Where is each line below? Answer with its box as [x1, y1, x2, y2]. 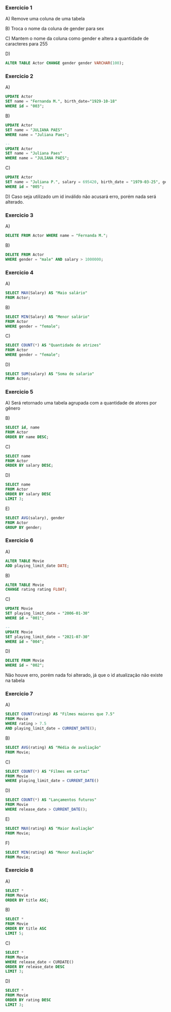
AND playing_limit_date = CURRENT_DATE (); [5, 726, 97, 731]
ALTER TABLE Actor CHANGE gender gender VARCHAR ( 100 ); [5, 61, 124, 66]
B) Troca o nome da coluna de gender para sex [5, 26, 104, 32]
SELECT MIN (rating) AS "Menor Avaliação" [5, 850, 95, 855]
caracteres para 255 [5, 41, 48, 47]
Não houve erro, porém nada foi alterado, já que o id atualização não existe [5, 672, 163, 678]
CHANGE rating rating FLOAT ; [5, 587, 67, 592]
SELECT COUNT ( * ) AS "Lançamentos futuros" [5, 797, 97, 802]
